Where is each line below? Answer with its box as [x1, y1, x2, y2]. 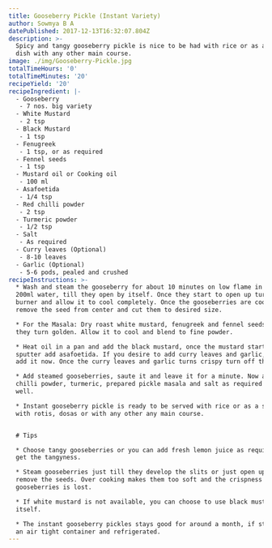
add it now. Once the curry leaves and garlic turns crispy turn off [15, 357, 255, 366]
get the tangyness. [15, 453, 82, 462]
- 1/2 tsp [19, 223, 53, 231]
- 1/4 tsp [19, 192, 53, 201]
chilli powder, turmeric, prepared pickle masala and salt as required [15, 380, 263, 388]
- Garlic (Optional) [15, 260, 85, 268]
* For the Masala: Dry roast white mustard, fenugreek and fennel [15, 320, 244, 328]
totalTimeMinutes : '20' [8, 72, 89, 80]
